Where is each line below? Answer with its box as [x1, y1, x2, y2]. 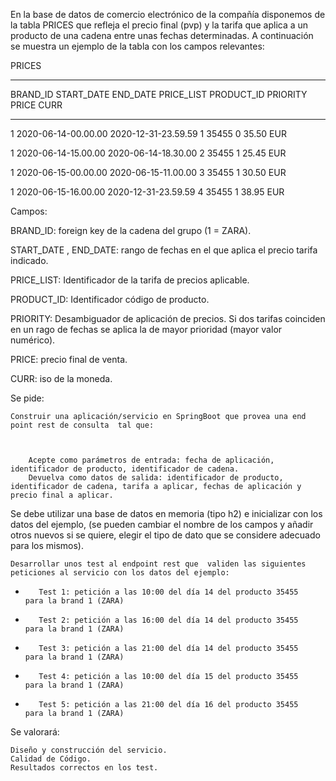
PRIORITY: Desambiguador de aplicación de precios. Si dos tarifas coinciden [10, 313, 326, 324]
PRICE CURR [10, 99, 63, 111]
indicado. [10, 255, 49, 266]
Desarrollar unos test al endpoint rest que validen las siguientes [10, 559, 307, 569]
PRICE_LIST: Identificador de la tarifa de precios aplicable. [10, 274, 250, 286]
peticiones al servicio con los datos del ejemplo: [10, 568, 230, 578]
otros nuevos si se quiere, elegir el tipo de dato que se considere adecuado [10, 529, 321, 541]
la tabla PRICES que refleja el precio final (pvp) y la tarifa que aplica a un [10, 19, 309, 31]
